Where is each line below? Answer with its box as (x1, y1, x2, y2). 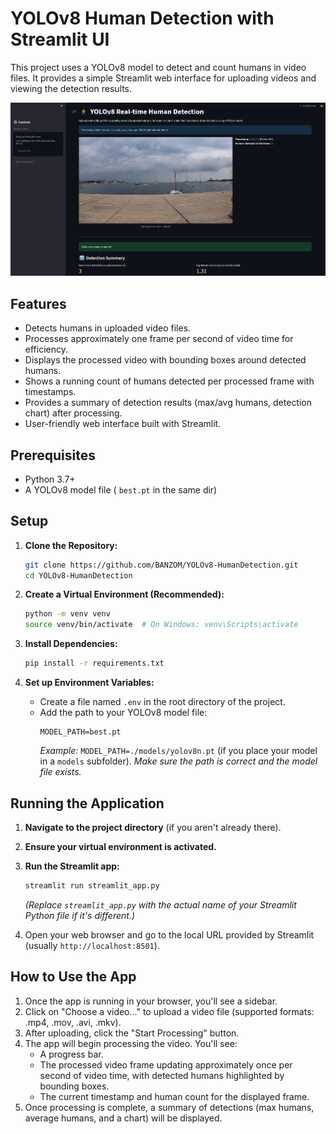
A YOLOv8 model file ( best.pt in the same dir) (24, 483, 218, 496)
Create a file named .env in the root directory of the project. (39, 696, 286, 708)
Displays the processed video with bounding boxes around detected (24, 354, 307, 366)
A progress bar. (39, 1048, 104, 1060)
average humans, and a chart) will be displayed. (24, 1112, 223, 1124)
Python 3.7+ (24, 473, 76, 485)
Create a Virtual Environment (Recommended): (24, 588, 225, 601)
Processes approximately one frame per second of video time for (24, 333, 294, 345)
